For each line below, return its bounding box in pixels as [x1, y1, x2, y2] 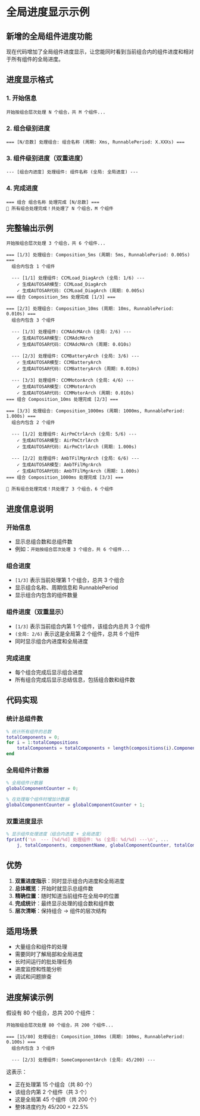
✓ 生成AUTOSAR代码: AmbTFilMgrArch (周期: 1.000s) [17, 468, 140, 474]
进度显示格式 [6, 75, 54, 85]
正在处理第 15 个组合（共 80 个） [14, 1081, 96, 1088]
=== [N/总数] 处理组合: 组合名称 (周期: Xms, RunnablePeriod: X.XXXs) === [6, 139, 185, 145]
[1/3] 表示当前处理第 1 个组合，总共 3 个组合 [14, 577, 125, 584]
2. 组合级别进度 [6, 124, 51, 132]
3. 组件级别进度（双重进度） [6, 154, 87, 162]
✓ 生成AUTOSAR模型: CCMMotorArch [17, 384, 96, 390]
